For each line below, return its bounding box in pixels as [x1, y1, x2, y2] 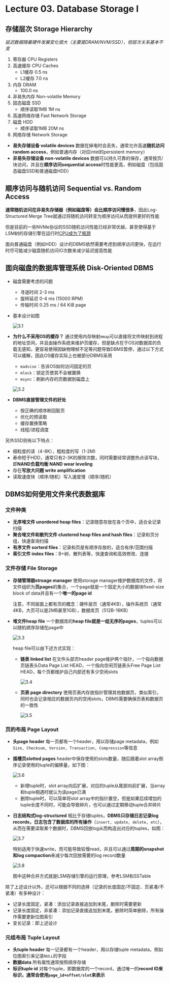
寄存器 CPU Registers [12, 57, 58, 62]
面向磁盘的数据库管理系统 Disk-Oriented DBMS [5, 264, 154, 272]
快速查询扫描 [21, 538, 49, 544]
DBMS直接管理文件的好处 [12, 397, 66, 403]
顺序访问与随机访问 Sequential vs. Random [5, 184, 142, 193]
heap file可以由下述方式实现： [12, 645, 76, 651]
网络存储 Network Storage [12, 132, 67, 137]
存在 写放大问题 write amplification [12, 467, 86, 473]
